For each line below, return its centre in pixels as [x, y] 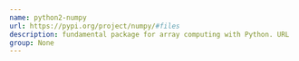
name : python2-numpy [48, 17]
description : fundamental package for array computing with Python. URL [149, 34]
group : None [32, 43]
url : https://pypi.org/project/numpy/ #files [95, 26]
